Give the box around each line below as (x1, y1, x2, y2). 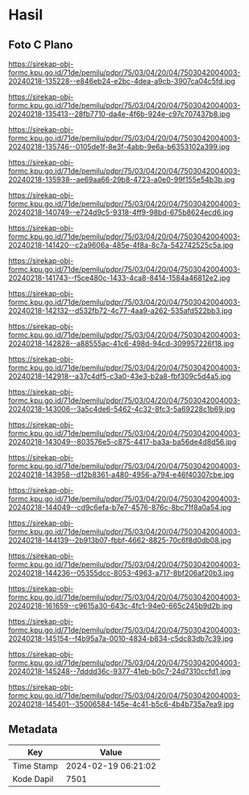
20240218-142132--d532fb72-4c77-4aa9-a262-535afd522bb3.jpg (8, 306, 233, 316)
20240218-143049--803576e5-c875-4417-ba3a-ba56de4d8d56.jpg (8, 437, 237, 446)
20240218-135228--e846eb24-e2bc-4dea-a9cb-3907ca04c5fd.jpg (8, 77, 235, 86)
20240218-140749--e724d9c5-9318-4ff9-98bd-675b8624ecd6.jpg (8, 207, 234, 217)
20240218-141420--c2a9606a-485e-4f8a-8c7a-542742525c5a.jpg (8, 241, 234, 249)
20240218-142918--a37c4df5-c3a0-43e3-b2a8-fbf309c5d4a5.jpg (8, 371, 231, 381)
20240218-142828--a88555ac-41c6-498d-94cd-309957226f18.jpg (8, 339, 234, 348)
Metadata (8, 722, 58, 736)
